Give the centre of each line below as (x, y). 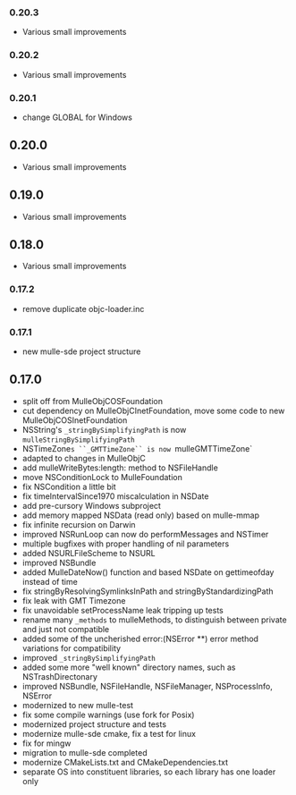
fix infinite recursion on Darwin (79, 524)
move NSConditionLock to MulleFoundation (102, 477)
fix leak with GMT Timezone (74, 600)
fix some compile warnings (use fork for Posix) (108, 715)
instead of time (50, 581)
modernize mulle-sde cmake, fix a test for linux (109, 733)
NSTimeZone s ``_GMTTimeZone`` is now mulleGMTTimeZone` (137, 448)
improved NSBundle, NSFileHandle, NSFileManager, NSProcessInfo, (147, 686)
